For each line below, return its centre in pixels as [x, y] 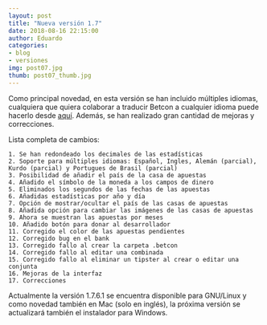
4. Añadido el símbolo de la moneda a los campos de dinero [111, 182]
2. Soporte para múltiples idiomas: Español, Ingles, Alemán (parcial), [133, 161]
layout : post [30, 16]
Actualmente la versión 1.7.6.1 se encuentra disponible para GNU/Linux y [127, 295]
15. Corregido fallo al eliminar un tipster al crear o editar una [124, 259]
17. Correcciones [37, 280]
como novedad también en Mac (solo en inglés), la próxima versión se [125, 304]
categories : [28, 46]
